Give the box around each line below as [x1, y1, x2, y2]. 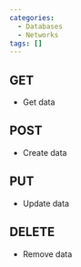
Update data [22, 198, 70, 209]
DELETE [9, 224, 56, 240]
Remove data [22, 248, 73, 260]
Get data [22, 97, 56, 108]
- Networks [17, 30, 59, 39]
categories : [9, 13, 55, 23]
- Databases [17, 22, 64, 31]
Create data [22, 147, 67, 158]
